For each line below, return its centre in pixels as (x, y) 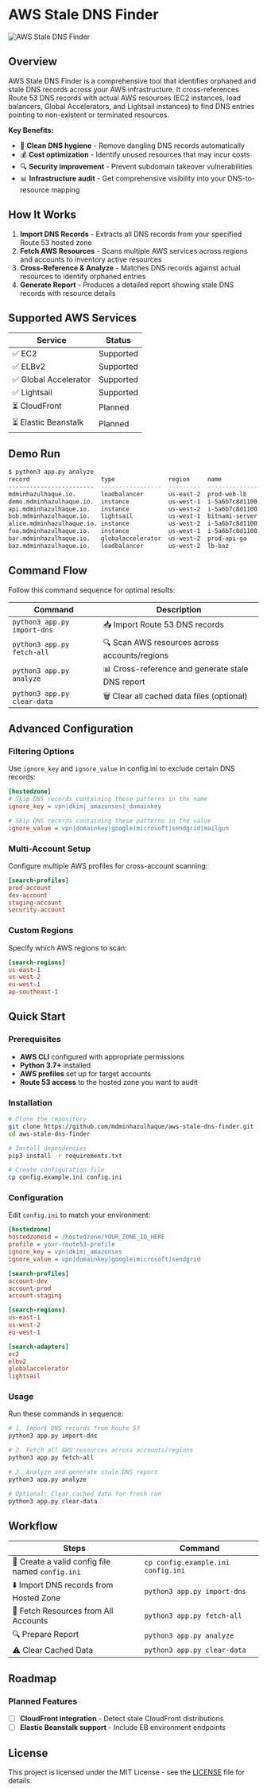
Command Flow (48, 571)
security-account (37, 910)
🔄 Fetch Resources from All (63, 1611)
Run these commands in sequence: (66, 1414)
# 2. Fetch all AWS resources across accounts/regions (101, 1450)
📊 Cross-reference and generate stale (176, 668)
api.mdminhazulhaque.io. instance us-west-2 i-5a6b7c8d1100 (133, 509)
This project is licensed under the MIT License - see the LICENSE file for (126, 1772)
